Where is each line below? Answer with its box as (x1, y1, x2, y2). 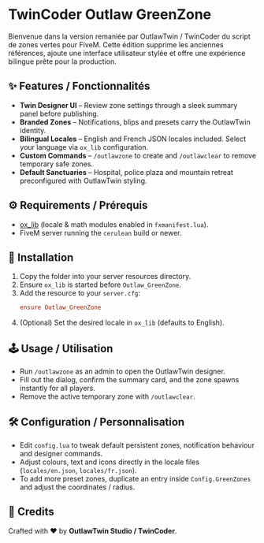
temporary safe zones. (19, 159, 93, 169)
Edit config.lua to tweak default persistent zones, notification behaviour (19, 440, 255, 450)
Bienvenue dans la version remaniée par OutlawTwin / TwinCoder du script (8, 32, 251, 41)
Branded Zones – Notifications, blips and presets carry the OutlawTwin (19, 117, 251, 127)
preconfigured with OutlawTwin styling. (19, 176, 147, 185)
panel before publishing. (19, 109, 99, 118)
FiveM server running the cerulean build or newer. (19, 228, 182, 237)
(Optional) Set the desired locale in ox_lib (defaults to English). (19, 318, 225, 328)
